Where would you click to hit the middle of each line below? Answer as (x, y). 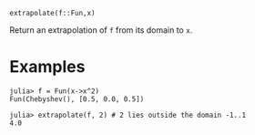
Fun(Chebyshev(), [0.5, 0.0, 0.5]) (77, 99)
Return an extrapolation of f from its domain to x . (101, 30)
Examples (47, 67)
